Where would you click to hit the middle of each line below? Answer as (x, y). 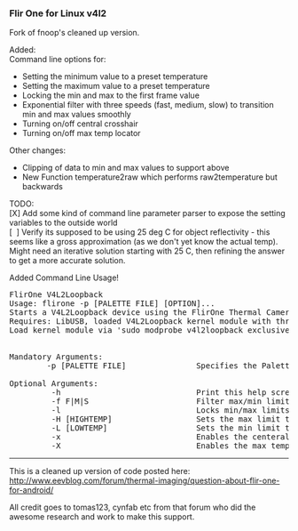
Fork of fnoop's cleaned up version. (74, 33)
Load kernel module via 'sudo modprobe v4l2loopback (126, 330)
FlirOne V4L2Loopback (56, 295)
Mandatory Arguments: (56, 357)
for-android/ (31, 490)
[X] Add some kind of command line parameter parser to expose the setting (147, 213)
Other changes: (38, 150)
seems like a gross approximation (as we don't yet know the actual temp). (144, 242)
